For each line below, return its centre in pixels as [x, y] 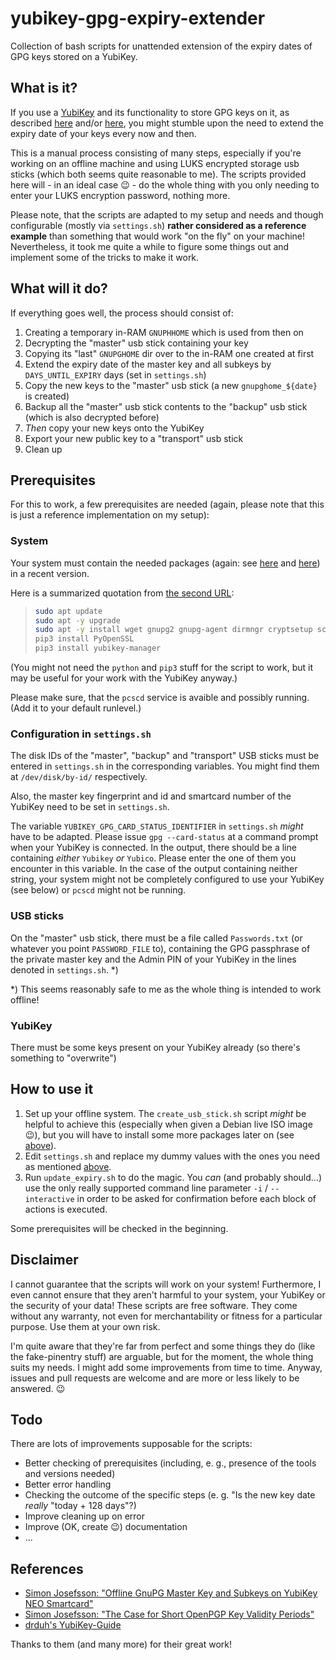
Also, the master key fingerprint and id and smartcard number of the [151, 796]
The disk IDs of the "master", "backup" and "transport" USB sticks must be [165, 756]
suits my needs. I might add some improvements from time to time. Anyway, [166, 1367]
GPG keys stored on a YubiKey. [74, 56]
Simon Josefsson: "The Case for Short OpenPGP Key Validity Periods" [169, 1614]
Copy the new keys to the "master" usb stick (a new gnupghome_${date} [171, 385]
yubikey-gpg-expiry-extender [138, 18]
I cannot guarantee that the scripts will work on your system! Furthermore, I [166, 1284]
